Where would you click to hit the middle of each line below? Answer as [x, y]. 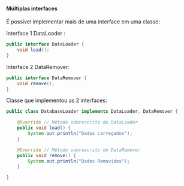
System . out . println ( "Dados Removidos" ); [79, 161]
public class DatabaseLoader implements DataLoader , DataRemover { [92, 112]
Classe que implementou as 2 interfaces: [57, 100]
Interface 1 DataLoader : [36, 34]
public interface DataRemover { [46, 78]
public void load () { [44, 128]
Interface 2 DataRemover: [38, 67]
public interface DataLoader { [45, 44]
